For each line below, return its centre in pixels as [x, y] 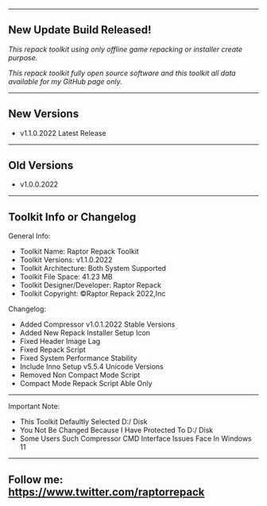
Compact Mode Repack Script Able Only [86, 384]
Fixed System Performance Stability [78, 358]
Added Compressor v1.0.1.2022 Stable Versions [97, 324]
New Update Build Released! [80, 30]
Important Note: [34, 407]
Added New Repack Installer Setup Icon [85, 333]
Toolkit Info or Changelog [72, 216]
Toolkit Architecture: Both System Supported [93, 268]
